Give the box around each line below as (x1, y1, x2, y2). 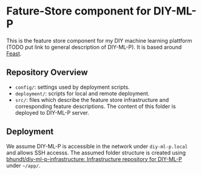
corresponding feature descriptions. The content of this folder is (15, 103, 176, 110)
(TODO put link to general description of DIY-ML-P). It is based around (6, 43, 182, 51)
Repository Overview (6, 68, 88, 78)
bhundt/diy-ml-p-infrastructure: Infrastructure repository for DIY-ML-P (6, 155, 182, 162)
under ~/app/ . (6, 162, 41, 169)
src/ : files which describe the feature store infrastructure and (15, 96, 169, 103)
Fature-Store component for (6, 4, 152, 18)
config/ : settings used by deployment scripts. (15, 83, 130, 91)
